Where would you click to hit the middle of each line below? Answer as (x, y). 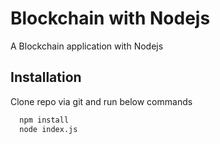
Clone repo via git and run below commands (101, 101)
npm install (44, 120)
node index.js (48, 129)
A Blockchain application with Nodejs (87, 46)
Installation (46, 77)
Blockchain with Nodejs (110, 18)
